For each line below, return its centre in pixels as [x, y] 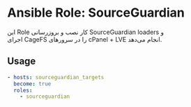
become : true [32, 84]
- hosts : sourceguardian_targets [56, 77]
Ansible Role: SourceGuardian [96, 13]
